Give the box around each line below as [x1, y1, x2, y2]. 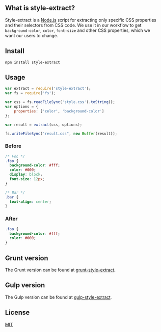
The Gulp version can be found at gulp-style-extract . [5, 294, 112, 300]
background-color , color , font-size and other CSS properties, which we [5, 27, 151, 33]
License [5, 308, 30, 317]
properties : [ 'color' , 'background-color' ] [14, 109, 105, 113]
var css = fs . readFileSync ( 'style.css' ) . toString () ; [5, 100, 115, 105]
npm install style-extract [5, 60, 60, 65]
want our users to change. [5, 32, 58, 38]
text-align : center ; [9, 199, 52, 204]
